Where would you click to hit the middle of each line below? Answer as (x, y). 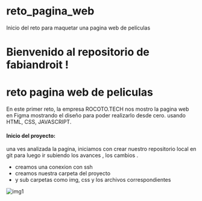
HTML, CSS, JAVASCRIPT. (39, 122)
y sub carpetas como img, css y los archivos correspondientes (93, 180)
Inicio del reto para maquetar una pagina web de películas (78, 28)
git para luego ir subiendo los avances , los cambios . (72, 155)
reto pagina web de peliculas (80, 92)
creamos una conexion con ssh (54, 167)
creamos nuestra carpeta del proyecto (62, 173)
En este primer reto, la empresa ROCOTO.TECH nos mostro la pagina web (98, 109)
